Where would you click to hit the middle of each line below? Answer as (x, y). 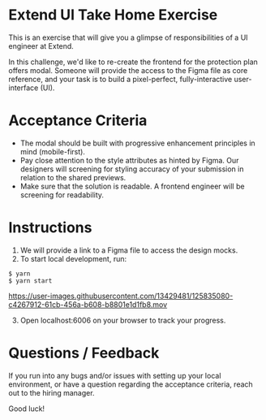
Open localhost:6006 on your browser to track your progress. (123, 320)
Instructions (50, 228)
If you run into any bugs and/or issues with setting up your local (115, 375)
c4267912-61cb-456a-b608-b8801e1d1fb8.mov (88, 304)
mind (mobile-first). (52, 151)
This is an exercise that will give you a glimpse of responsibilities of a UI (129, 37)
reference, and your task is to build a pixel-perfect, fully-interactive (120, 79)
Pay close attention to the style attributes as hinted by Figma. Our (129, 160)
